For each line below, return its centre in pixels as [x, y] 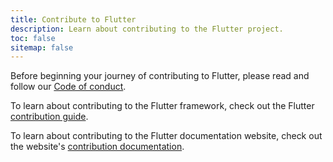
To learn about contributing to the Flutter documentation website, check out [166, 136]
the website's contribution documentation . [97, 147]
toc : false [33, 38]
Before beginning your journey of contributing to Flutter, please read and [160, 76]
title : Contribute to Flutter [73, 19]
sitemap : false [42, 47]
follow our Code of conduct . [68, 87]
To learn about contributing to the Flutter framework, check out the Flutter [162, 106]
